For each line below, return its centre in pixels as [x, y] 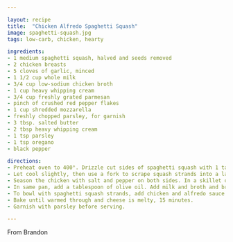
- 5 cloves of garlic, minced [51, 71]
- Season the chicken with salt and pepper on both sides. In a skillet [114, 181]
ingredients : [26, 52]
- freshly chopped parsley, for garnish [67, 116]
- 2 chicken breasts [37, 65]
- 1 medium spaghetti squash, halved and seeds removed [89, 58]
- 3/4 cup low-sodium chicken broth [60, 84]
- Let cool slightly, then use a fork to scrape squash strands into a [113, 175]
